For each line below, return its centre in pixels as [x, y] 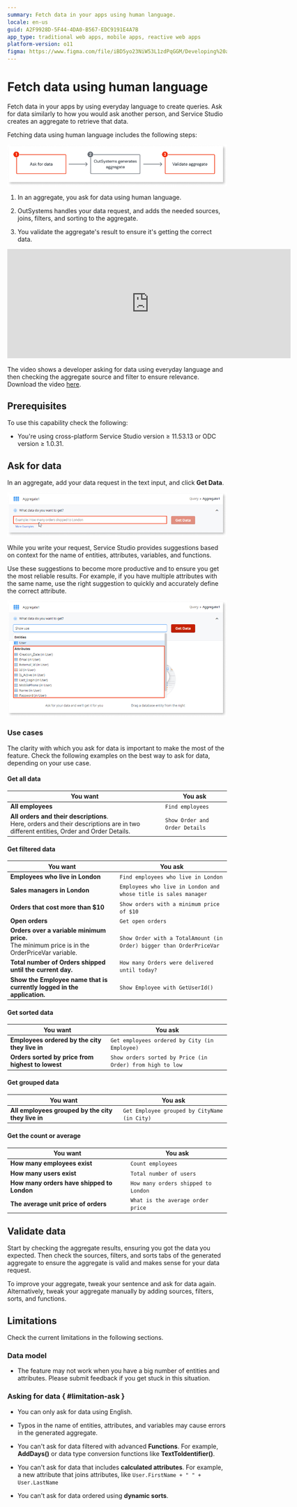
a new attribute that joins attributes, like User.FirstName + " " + [109, 1474]
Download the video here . [44, 384]
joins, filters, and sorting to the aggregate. [77, 218]
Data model [27, 1356]
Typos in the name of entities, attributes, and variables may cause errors [121, 1425]
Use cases [25, 733]
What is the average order [169, 1201]
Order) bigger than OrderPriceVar [169, 946]
